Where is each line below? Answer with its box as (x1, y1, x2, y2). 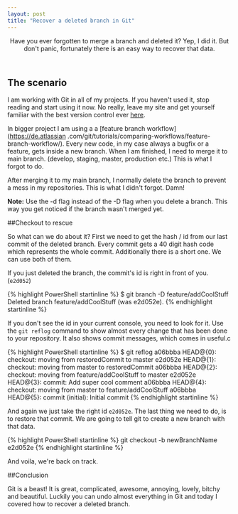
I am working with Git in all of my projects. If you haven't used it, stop (7, 95, 210, 104)
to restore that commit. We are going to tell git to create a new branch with (7, 414, 225, 423)
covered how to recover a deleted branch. (7, 499, 130, 508)
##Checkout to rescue (7, 218, 73, 227)
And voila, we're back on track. (7, 456, 98, 466)
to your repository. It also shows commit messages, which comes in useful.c (7, 333, 231, 342)
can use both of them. (7, 255, 72, 263)
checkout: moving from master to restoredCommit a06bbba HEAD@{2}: (7, 363, 218, 371)
